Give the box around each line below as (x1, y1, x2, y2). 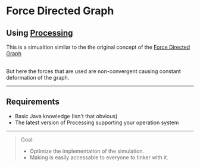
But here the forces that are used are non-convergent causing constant (6, 68, 182, 75)
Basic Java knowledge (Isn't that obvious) (14, 112, 118, 119)
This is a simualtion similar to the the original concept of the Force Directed (6, 43, 190, 51)
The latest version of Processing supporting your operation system (14, 119, 179, 126)
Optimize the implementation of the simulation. (29, 147, 145, 155)
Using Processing (6, 28, 73, 38)
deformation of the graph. (6, 74, 70, 81)
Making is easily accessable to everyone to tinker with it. (29, 153, 168, 161)
